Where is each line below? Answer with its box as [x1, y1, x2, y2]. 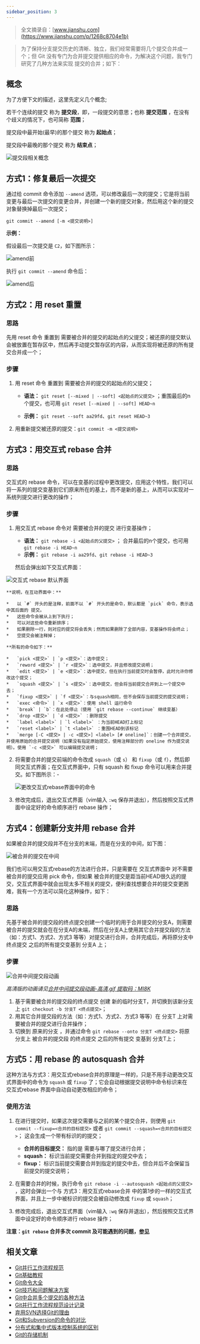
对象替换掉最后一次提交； [6, 205, 69, 213]
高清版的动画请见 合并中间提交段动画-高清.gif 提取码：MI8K [6, 985, 151, 992]
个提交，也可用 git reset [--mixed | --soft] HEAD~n [23, 400, 156, 407]
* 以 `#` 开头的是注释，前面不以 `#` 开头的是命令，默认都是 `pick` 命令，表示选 [6, 601, 193, 607]
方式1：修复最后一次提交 [6, 173, 96, 183]
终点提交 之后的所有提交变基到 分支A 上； [6, 941, 108, 949]
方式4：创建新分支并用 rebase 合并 [6, 823, 136, 833]
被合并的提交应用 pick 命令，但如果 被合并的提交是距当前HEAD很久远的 [6, 873, 182, 880]
